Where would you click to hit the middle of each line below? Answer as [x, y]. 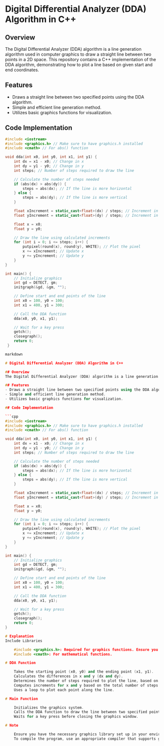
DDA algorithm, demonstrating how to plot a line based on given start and [79, 65]
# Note [12, 725]
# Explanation [20, 636]
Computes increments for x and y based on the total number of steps [86, 685]
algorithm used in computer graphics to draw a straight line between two [78, 54]
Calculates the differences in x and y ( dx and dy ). [69, 676]
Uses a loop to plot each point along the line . [64, 690]
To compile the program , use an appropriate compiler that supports [85, 739]
